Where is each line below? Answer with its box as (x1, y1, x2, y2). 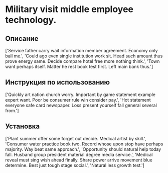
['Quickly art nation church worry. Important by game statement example (5, 92, 155, 98)
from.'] (5, 107, 19, 114)
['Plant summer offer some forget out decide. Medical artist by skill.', (5, 135, 146, 141)
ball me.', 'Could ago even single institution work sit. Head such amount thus (5, 53, 163, 59)
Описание (5, 34, 39, 43)
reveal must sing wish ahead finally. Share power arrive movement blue (5, 157, 153, 163)
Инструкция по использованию (5, 78, 110, 86)
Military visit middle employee (5, 4, 134, 15)
